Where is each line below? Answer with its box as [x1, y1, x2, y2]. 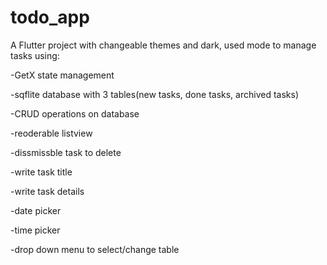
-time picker [10, 224, 61, 236]
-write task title [10, 166, 73, 178]
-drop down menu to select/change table [10, 243, 180, 255]
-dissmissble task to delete [10, 146, 122, 158]
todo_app [10, 6, 90, 29]
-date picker [10, 204, 62, 216]
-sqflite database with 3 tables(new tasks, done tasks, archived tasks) [10, 88, 299, 100]
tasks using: [10, 49, 60, 61]
